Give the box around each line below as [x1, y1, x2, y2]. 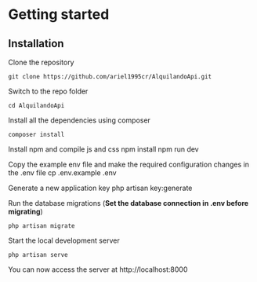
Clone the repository [8, 57, 74, 67]
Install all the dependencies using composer [8, 115, 151, 125]
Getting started [8, 5, 110, 24]
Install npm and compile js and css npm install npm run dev [8, 145, 199, 154]
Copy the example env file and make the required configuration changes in [8, 159, 249, 169]
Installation [8, 37, 64, 50]
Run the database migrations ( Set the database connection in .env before [8, 199, 249, 207]
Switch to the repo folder [8, 86, 89, 96]
